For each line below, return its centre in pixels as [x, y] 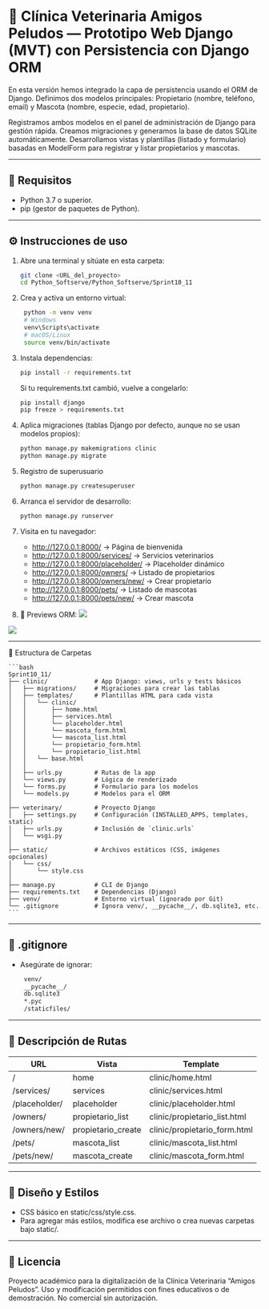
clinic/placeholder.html [192, 1104]
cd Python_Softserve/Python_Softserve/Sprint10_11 [106, 283]
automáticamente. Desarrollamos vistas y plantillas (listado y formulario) [127, 139]
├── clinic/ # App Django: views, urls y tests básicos [125, 681]
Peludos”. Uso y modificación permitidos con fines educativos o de [119, 1290]
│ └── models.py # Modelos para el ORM [89, 793]
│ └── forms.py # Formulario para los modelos [103, 786]
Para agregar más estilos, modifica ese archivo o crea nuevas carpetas [137, 1220]
